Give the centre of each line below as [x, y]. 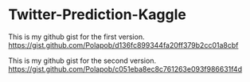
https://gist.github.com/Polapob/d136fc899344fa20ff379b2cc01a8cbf [123, 45]
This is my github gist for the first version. [76, 37]
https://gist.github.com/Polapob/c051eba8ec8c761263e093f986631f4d [125, 68]
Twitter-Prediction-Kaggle [98, 15]
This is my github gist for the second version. [82, 61]
